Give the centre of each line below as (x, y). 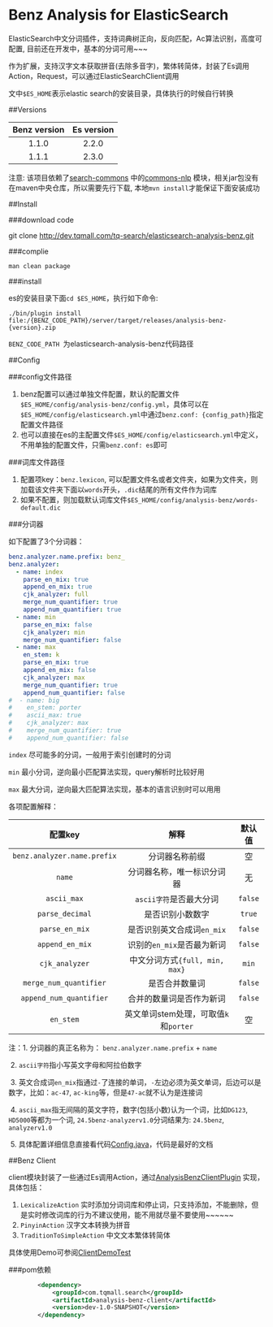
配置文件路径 (41, 424)
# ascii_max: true (45, 716)
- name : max (36, 648)
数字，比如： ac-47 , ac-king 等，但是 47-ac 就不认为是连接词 (106, 1092)
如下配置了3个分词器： (46, 541)
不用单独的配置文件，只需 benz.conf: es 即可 (94, 445)
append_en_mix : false (59, 670)
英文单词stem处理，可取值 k (177, 1013)
